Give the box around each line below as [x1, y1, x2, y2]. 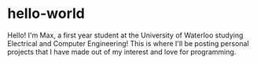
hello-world [7, 5, 86, 23]
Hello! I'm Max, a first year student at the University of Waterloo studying [7, 30, 244, 40]
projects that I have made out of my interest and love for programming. [7, 47, 237, 56]
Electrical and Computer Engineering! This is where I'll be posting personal [7, 38, 249, 48]
